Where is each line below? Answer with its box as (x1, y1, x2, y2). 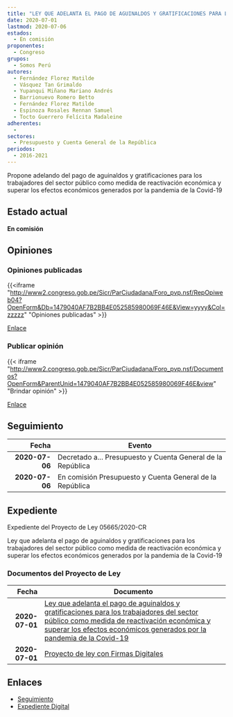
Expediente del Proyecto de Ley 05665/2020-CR (7, 523, 147, 532)
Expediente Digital (17, 702, 69, 711)
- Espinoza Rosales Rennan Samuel (13, 107, 113, 114)
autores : (7, 68, 33, 75)
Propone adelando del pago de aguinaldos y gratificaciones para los (7, 171, 202, 179)
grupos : (7, 56, 30, 62)
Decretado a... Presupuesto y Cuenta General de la (58, 453, 223, 462)
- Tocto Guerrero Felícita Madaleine (13, 113, 123, 120)
